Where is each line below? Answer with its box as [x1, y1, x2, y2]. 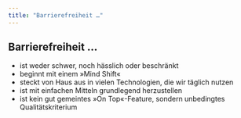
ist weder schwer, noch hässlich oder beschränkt [19, 61, 179, 70]
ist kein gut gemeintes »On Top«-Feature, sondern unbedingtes [19, 95, 225, 104]
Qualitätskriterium [19, 102, 78, 112]
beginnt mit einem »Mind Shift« [19, 70, 121, 79]
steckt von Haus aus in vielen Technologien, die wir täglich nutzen [19, 77, 234, 87]
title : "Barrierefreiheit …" [8, 11, 104, 20]
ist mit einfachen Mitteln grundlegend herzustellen [19, 86, 183, 95]
